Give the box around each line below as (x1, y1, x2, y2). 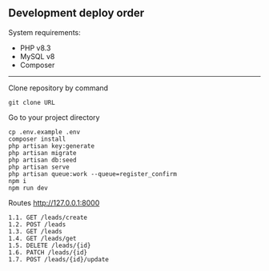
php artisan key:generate (8, 141, 94, 150)
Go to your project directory (8, 112, 100, 122)
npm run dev (8, 184, 48, 192)
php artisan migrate (8, 149, 78, 157)
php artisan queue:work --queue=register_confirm (8, 169, 178, 178)
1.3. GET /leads (8, 227, 62, 235)
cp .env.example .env (8, 128, 81, 136)
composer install (8, 135, 66, 143)
